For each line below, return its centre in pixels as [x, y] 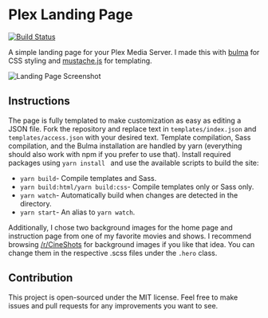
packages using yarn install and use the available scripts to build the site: [134, 163]
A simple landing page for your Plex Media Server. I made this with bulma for [134, 52]
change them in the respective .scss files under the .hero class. [113, 253]
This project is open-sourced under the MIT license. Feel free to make [123, 297]
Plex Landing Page [71, 15]
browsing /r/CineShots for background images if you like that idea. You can [132, 244]
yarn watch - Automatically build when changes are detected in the [129, 195]
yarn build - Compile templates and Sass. [88, 178]
